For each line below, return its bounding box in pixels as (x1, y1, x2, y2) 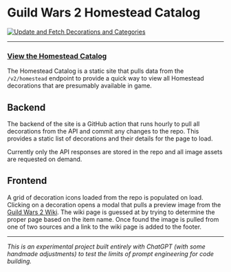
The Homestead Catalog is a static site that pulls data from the (7, 67, 184, 75)
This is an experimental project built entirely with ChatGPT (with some (7, 242, 206, 251)
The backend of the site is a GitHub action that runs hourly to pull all (7, 120, 200, 128)
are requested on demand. (7, 155, 82, 163)
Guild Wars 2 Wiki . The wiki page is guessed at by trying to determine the (7, 208, 215, 216)
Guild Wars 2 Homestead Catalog (7, 5, 201, 21)
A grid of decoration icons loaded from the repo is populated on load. (7, 193, 204, 201)
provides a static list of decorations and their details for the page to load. (7, 134, 213, 143)
